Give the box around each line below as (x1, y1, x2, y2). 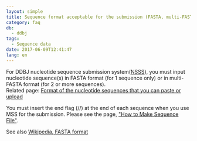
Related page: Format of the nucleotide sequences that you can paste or (6, 87, 181, 94)
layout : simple (6, 8, 43, 15)
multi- (169, 74, 184, 81)
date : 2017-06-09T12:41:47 (6, 47, 72, 53)
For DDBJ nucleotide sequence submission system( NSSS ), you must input (6, 68, 186, 75)
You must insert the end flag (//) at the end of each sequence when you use (6, 104, 189, 111)
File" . (6, 116, 19, 123)
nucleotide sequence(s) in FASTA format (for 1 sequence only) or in (6, 74, 168, 81)
